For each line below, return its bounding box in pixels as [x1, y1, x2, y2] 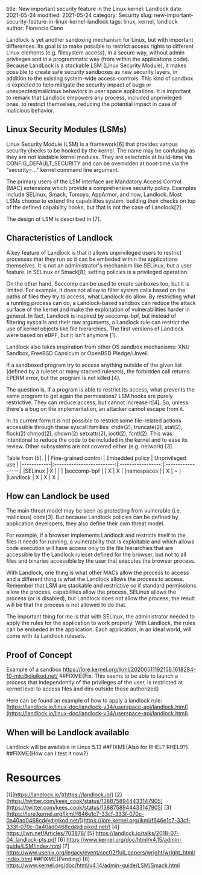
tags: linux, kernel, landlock [109, 18, 178, 25]
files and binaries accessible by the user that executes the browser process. [6, 557, 196, 565]
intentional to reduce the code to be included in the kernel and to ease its [6, 436, 188, 444]
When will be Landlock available [6, 727, 130, 738]
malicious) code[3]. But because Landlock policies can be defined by [6, 514, 178, 521]
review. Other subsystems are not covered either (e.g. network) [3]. [6, 442, 174, 450]
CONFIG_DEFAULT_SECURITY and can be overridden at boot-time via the [6, 160, 189, 167]
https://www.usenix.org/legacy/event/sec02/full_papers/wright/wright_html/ [6, 849, 196, 856]
